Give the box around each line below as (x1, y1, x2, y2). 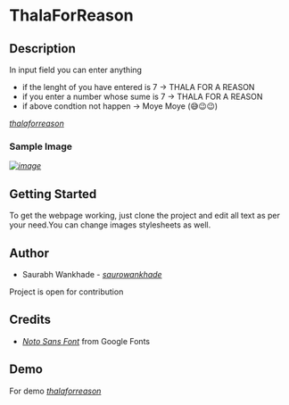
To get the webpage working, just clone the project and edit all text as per (9, 211, 281, 221)
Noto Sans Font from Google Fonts (21, 335, 150, 346)
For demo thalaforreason (9, 385, 102, 396)
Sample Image (9, 140, 73, 153)
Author (9, 245, 49, 260)
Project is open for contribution (9, 286, 124, 297)
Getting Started (9, 186, 97, 202)
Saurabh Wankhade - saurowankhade (21, 269, 162, 279)
